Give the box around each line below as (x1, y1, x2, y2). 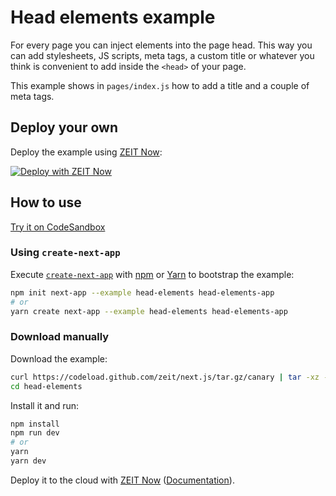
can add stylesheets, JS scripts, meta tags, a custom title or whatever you (10, 49, 315, 61)
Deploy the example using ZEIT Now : (10, 146, 163, 158)
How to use (10, 194, 82, 211)
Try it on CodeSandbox (10, 221, 106, 233)
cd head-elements (10, 381, 83, 391)
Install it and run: (10, 399, 80, 411)
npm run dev (10, 428, 60, 438)
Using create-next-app (10, 246, 121, 260)
